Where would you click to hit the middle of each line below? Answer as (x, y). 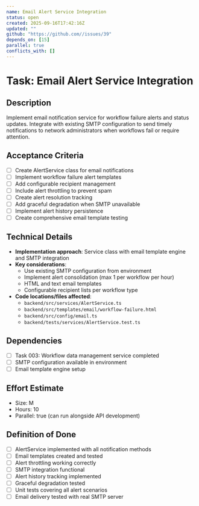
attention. (18, 137)
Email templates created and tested (59, 456)
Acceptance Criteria (45, 156)
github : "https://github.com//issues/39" (59, 34)
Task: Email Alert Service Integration (100, 80)
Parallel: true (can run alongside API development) (77, 416)
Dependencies (34, 341)
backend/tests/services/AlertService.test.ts (82, 322)
